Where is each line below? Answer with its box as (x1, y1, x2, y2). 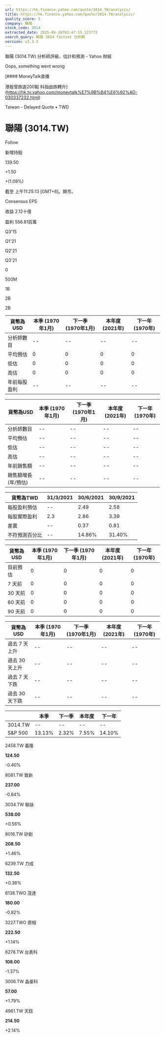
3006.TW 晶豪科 (5, 979, 38, 984)
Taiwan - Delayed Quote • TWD (5, 104, 69, 110)
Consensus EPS (5, 198, 38, 204)
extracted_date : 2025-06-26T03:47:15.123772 (5, 30, 98, 35)
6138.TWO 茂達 (5, 890, 36, 896)
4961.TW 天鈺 (5, 1008, 33, 1014)
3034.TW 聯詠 (5, 802, 34, 807)
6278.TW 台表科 (5, 949, 38, 955)
